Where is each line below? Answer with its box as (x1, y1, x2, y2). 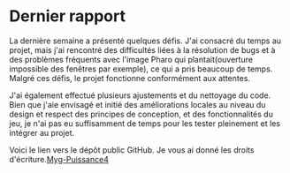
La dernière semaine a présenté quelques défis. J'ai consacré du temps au (9, 35, 281, 46)
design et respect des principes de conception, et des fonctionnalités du (9, 109, 274, 119)
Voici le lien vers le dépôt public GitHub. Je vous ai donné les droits (9, 144, 255, 155)
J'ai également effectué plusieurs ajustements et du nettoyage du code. (9, 90, 271, 101)
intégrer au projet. (9, 127, 75, 138)
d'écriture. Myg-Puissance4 (9, 154, 109, 164)
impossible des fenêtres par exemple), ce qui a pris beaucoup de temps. (9, 64, 273, 74)
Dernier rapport (9, 6, 126, 26)
